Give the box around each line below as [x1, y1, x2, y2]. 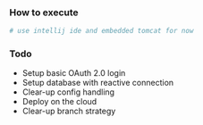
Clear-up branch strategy [21, 105, 116, 117]
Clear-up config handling [21, 87, 114, 97]
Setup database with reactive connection [21, 78, 174, 88]
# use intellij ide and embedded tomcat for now [9, 27, 194, 36]
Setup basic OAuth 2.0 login [21, 68, 126, 79]
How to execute [9, 6, 79, 19]
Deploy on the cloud [21, 96, 97, 107]
